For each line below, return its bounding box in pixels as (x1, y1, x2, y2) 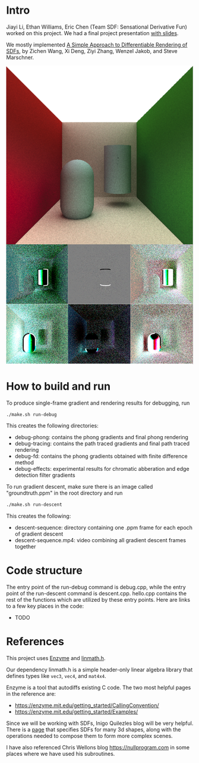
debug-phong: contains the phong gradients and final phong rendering (14, 434, 189, 441)
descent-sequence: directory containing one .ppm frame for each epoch (14, 524, 193, 531)
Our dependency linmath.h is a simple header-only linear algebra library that (6, 666, 193, 673)
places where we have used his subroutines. (6, 751, 115, 758)
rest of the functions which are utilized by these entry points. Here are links (6, 596, 191, 603)
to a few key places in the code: (6, 602, 84, 610)
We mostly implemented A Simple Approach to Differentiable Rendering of (6, 41, 188, 48)
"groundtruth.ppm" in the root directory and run (6, 489, 123, 497)
